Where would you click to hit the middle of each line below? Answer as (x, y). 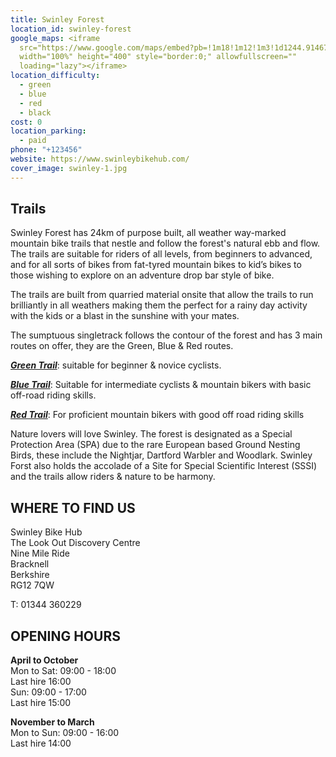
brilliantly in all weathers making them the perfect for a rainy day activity (159, 305)
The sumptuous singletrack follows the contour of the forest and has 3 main (166, 335)
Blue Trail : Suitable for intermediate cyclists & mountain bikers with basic (161, 385)
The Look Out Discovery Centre (75, 543)
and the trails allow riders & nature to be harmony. (113, 477)
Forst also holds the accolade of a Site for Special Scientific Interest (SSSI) (164, 466)
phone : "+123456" (46, 150)
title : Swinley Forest (57, 19)
